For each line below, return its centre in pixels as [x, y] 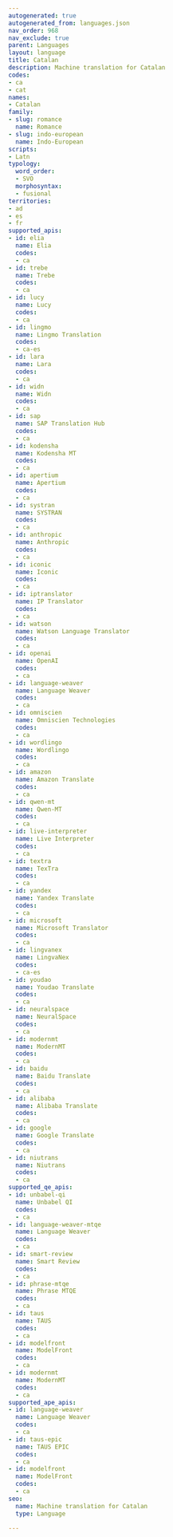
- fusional [33, 193]
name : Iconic [37, 572]
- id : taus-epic [35, 1439]
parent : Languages [39, 45]
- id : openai [30, 654]
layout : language [37, 53]
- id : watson [30, 624]
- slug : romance [35, 120]
